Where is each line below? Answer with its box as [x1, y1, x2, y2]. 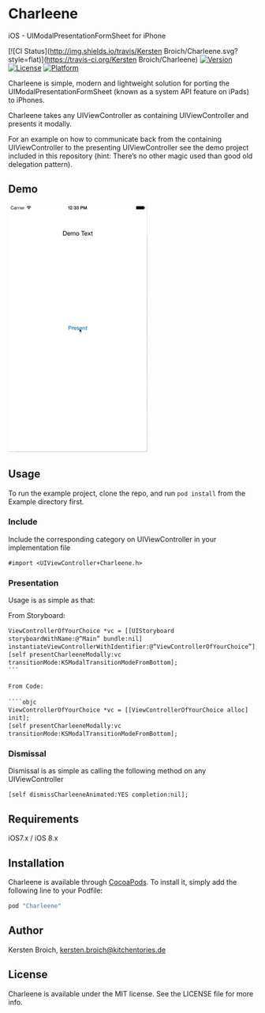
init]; [8, 714, 30, 723]
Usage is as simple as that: [8, 595, 95, 605]
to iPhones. [8, 95, 45, 104]
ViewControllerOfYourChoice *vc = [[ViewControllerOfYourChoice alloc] [8, 706, 248, 715]
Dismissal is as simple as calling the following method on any [8, 766, 207, 776]
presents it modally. [8, 119, 73, 128]
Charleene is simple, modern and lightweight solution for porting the [8, 78, 230, 88]
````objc [8, 698, 37, 707]
